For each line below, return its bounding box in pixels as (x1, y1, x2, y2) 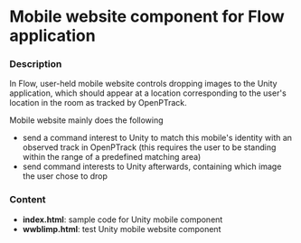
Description (9, 58, 62, 70)
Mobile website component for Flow (9, 6, 285, 27)
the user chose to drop (22, 171, 108, 182)
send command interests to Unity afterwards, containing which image (22, 161, 282, 173)
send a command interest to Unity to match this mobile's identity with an (22, 133, 292, 144)
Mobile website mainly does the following (9, 115, 165, 126)
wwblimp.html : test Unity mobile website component (22, 223, 221, 234)
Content (9, 193, 47, 206)
